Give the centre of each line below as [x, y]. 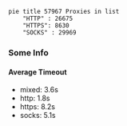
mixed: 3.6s [39, 90]
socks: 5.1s [38, 116]
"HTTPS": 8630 [46, 26]
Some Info [29, 52]
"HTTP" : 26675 [48, 18]
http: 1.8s [35, 98]
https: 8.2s [38, 107]
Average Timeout [38, 71]
